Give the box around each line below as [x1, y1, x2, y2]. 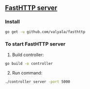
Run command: [12, 70, 43, 75]
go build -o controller [5, 61, 53, 66]
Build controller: [12, 52, 44, 58]
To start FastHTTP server [5, 41, 66, 47]
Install [5, 18, 20, 25]
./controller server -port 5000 [5, 79, 70, 84]
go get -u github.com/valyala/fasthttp [5, 29, 86, 34]
